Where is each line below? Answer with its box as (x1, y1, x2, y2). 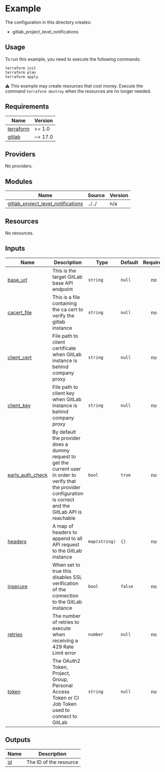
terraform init (5, 65, 36, 70)
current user (52, 465, 81, 472)
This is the (52, 267, 77, 274)
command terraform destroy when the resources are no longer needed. (5, 88, 151, 94)
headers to (52, 529, 78, 536)
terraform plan (5, 70, 36, 75)
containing (52, 300, 77, 307)
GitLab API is (52, 508, 82, 515)
